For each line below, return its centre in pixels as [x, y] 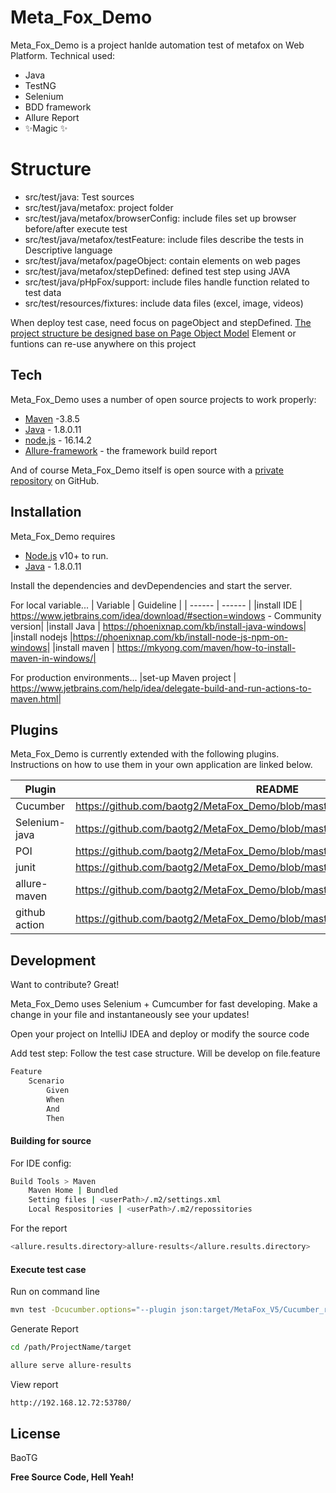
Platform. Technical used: [63, 55]
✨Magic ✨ [46, 128]
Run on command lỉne [55, 1292]
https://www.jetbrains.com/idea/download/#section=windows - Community [166, 615]
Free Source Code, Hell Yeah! [72, 1477]
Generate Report [44, 1329]
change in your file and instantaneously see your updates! [130, 1015]
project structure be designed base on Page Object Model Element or [153, 333]
